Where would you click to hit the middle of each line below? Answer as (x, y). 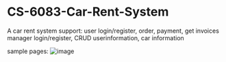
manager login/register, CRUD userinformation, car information (96, 37)
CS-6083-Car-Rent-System (88, 12)
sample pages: (28, 51)
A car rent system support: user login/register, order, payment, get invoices (113, 31)
